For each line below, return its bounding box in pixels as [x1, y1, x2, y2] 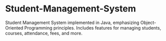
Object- [140, 19, 156, 25]
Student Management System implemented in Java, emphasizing [5, 19, 139, 25]
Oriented [5, 24, 24, 30]
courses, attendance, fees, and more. [5, 30, 83, 36]
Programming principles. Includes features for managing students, [24, 24, 161, 30]
